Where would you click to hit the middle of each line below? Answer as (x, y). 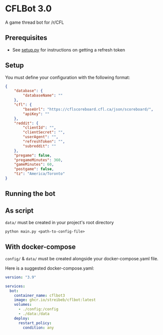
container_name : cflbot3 (40, 295)
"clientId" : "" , (40, 128)
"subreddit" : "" (40, 146)
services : (15, 286)
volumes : (23, 305)
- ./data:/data (34, 314)
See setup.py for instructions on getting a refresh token (69, 49)
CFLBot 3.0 (28, 9)
